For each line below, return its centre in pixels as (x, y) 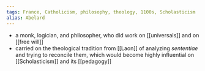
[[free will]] (29, 42)
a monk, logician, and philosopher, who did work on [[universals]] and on (107, 35)
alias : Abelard (26, 18)
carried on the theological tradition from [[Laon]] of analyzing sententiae (106, 48)
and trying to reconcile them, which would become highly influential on (105, 54)
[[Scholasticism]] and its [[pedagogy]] (63, 61)
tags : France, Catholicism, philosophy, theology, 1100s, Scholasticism (101, 12)
